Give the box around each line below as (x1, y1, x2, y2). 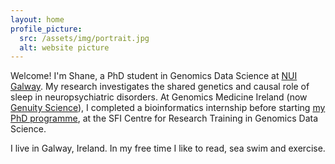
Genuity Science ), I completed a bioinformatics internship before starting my (10, 102, 326, 114)
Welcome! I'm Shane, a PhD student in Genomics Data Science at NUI (10, 70, 298, 82)
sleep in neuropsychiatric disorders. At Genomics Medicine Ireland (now (10, 91, 308, 103)
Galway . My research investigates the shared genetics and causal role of (10, 81, 310, 93)
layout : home (10, 14, 65, 25)
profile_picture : (10, 24, 83, 34)
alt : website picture (19, 42, 110, 53)
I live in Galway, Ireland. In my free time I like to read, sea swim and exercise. (10, 142, 326, 155)
